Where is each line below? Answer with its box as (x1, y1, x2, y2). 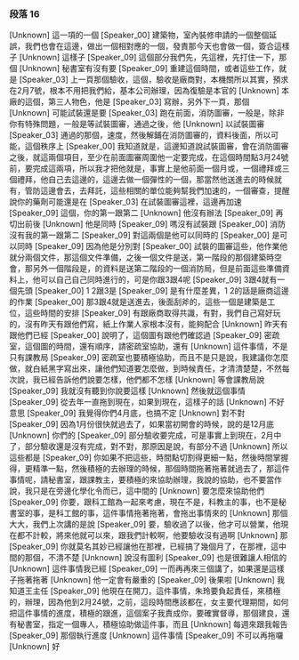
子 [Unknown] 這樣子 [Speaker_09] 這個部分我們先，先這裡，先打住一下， (9, 52, 279, 63)
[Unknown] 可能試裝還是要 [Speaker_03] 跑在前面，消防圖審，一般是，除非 (9, 108, 285, 118)
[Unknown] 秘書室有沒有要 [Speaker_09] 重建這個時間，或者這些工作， (19, 63, 279, 74)
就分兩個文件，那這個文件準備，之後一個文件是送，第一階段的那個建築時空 (9, 252, 282, 263)
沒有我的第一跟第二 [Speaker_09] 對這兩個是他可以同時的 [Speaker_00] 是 (9, 229, 280, 241)
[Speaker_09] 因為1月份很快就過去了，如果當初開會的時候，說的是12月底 (9, 419, 274, 430)
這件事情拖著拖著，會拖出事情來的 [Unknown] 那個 (101, 508, 288, 519)
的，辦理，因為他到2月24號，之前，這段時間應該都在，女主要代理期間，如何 (9, 597, 289, 608)
